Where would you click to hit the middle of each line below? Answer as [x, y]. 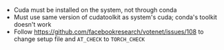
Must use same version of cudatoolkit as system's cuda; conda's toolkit [115, 17]
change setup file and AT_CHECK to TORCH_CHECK [79, 39]
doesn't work [32, 24]
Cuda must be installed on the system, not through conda [95, 10]
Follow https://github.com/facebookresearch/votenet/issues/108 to [109, 32]
